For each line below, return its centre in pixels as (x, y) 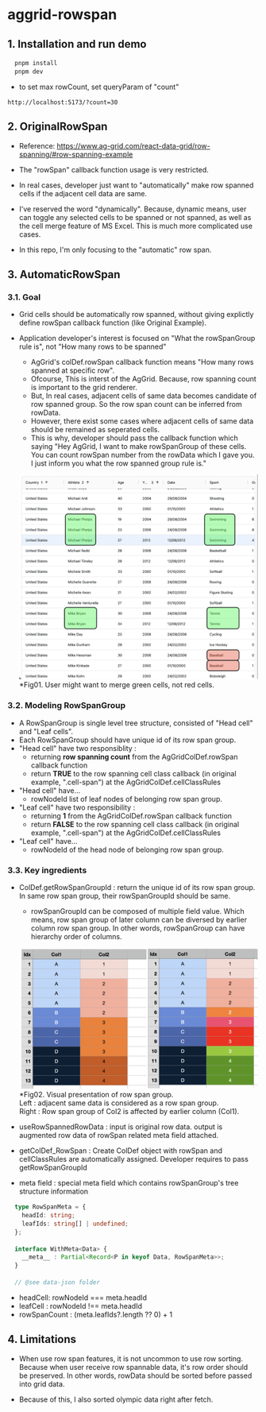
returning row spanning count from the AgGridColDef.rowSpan (134, 756)
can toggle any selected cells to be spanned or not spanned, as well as (135, 217)
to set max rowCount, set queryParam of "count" (99, 87)
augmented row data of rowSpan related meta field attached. (119, 1135)
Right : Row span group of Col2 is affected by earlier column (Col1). (129, 1112)
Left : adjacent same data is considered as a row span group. (119, 1103)
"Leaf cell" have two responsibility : (77, 807)
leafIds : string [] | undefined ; (75, 1224)
